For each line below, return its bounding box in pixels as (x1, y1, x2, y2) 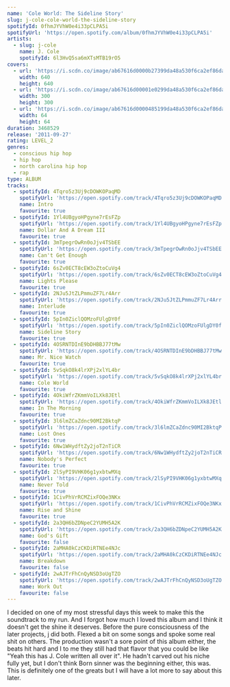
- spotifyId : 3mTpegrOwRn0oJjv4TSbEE (13, 239, 121, 247)
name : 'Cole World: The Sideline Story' (7, 10, 125, 17)
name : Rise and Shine (19, 507, 81, 514)
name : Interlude (19, 303, 66, 310)
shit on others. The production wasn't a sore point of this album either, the (7, 638, 216, 646)
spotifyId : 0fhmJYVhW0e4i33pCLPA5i (7, 23, 109, 29)
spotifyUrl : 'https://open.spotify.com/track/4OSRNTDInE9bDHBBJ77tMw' (19, 347, 225, 355)
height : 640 (19, 80, 53, 87)
